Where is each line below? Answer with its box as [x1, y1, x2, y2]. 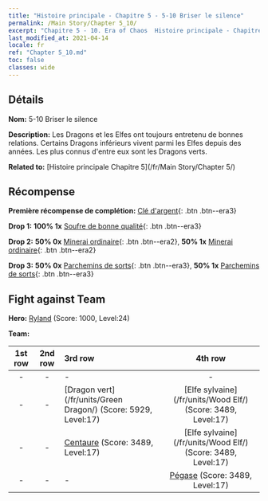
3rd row [64, 353, 95, 364]
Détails [8, 93, 44, 107]
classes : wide [8, 64, 56, 72]
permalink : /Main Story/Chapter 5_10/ [8, 19, 137, 27]
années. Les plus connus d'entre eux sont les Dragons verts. [8, 147, 207, 156]
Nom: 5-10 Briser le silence [8, 114, 98, 123]
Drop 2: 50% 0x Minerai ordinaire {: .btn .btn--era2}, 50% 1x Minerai [8, 237, 234, 247]
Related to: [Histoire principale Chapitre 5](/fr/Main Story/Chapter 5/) [8, 162, 236, 171]
